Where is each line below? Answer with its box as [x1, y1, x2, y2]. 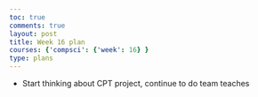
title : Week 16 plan [9, 37, 86, 47]
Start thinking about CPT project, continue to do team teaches [21, 78, 250, 88]
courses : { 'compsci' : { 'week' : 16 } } [9, 46, 149, 55]
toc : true [9, 12, 46, 22]
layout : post [9, 29, 58, 38]
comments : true [9, 21, 66, 30]
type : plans [9, 54, 53, 63]
